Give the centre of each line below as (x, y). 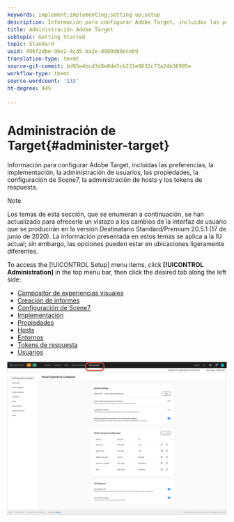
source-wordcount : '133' (43, 81)
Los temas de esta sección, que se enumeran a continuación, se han (106, 214)
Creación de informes (48, 300)
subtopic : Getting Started (46, 37)
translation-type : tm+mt (43, 59)
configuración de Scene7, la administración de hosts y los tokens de (105, 180)
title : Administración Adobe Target (60, 29)
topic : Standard (31, 44)
